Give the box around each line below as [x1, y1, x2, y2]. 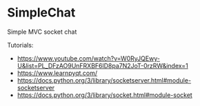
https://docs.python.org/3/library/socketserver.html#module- [17, 76, 192, 84]
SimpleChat [7, 5, 76, 21]
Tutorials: [7, 41, 34, 49]
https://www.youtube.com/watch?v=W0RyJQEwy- [17, 54, 161, 63]
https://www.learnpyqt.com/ [17, 69, 98, 77]
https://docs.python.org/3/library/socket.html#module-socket [17, 91, 193, 99]
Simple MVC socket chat [7, 28, 77, 36]
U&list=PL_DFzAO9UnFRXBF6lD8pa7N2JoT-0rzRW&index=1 [17, 61, 188, 70]
